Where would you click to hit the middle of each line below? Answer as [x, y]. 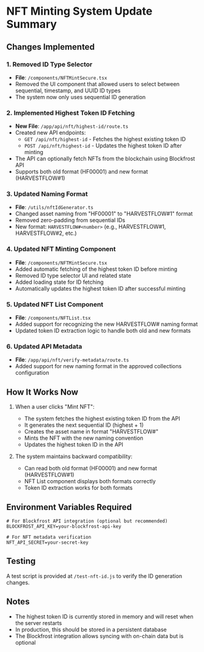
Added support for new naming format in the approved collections [98, 366]
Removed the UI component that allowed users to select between [97, 84]
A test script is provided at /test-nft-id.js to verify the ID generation [94, 576]
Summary [31, 24]
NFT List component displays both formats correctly [90, 481]
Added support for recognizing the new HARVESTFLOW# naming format [107, 324]
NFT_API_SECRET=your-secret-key [47, 543]
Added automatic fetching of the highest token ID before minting [96, 269]
